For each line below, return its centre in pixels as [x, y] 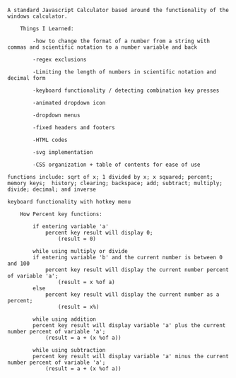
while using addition [65, 319]
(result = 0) [77, 239]
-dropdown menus [57, 115]
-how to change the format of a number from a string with [122, 41]
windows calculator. [38, 16]
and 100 [19, 264]
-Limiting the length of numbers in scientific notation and [125, 72]
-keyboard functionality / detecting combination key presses [126, 90]
